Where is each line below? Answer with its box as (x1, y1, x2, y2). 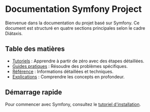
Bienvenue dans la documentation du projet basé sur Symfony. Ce (5, 20, 140, 26)
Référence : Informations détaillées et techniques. (12, 68, 113, 74)
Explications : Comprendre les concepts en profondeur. (12, 73, 125, 80)
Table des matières (5, 45, 65, 53)
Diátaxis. (5, 30, 23, 36)
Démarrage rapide (5, 88, 63, 97)
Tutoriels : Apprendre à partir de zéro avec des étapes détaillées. (12, 58, 145, 64)
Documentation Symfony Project (5, 3, 142, 15)
